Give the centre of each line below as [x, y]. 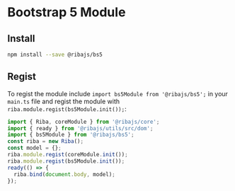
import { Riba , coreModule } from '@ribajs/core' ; [84, 122]
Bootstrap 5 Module [67, 12]
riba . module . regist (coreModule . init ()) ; [68, 155]
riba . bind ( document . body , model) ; [64, 174]
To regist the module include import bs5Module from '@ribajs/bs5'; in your [118, 93]
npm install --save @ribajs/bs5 [55, 54]
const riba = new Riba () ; [45, 141]
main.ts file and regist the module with [64, 101]
